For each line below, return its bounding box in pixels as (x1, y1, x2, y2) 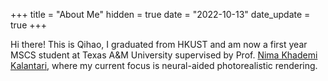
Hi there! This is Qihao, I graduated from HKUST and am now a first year (10, 39, 308, 50)
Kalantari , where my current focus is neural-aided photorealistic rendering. (10, 60, 318, 71)
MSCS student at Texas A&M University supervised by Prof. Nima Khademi (10, 49, 318, 61)
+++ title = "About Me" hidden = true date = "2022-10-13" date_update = (10, 9, 311, 20)
